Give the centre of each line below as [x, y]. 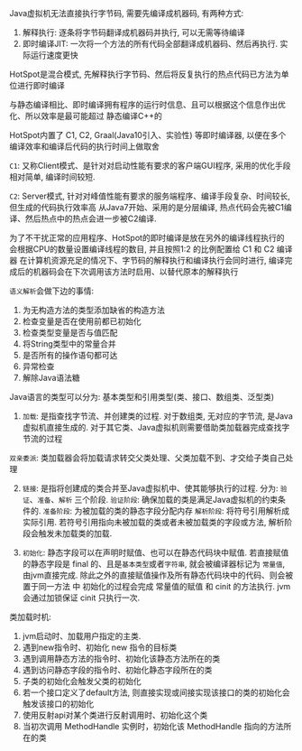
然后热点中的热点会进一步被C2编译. [91, 218]
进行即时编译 [41, 85]
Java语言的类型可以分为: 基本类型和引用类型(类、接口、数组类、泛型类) [142, 397]
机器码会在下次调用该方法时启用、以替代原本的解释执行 [136, 272]
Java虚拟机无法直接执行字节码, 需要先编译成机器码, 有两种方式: [127, 13]
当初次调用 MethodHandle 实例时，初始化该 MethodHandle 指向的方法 [153, 726]
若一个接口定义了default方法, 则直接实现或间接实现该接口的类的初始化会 [156, 692]
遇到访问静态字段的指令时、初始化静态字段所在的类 [117, 670]
